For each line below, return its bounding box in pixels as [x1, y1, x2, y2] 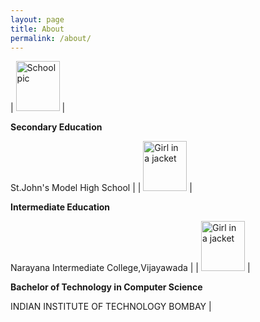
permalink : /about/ [10, 33, 92, 43]
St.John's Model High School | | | [10, 182, 193, 194]
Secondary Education [10, 121, 103, 133]
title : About [10, 24, 65, 34]
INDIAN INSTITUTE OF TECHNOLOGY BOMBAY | [10, 301, 212, 313]
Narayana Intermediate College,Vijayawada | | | [10, 262, 251, 274]
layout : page [10, 14, 65, 25]
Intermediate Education [10, 201, 111, 213]
